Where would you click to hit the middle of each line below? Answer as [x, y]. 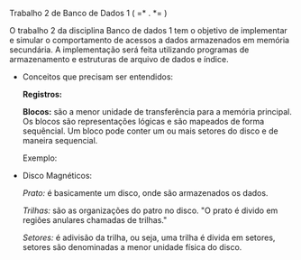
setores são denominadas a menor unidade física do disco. [132, 247]
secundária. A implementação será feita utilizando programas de [129, 50]
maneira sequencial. [60, 140]
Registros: [42, 94]
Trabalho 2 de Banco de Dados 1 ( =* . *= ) [88, 13]
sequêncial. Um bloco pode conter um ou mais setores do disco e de [150, 131]
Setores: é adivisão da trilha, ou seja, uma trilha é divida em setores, [149, 237]
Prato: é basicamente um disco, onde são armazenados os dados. [145, 193]
